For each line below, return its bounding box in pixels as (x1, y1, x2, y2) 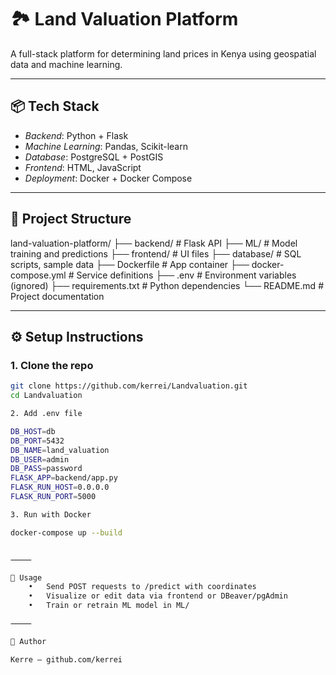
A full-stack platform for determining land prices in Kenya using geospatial (10, 47, 317, 60)
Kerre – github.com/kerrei (10, 654, 123, 665)
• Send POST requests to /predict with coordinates (28, 582, 257, 592)
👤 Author (10, 636, 47, 646)
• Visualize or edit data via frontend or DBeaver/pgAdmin (28, 591, 288, 601)
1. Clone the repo (10, 358, 94, 372)
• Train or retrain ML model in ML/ (28, 601, 190, 611)
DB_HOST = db (10, 426, 56, 436)
